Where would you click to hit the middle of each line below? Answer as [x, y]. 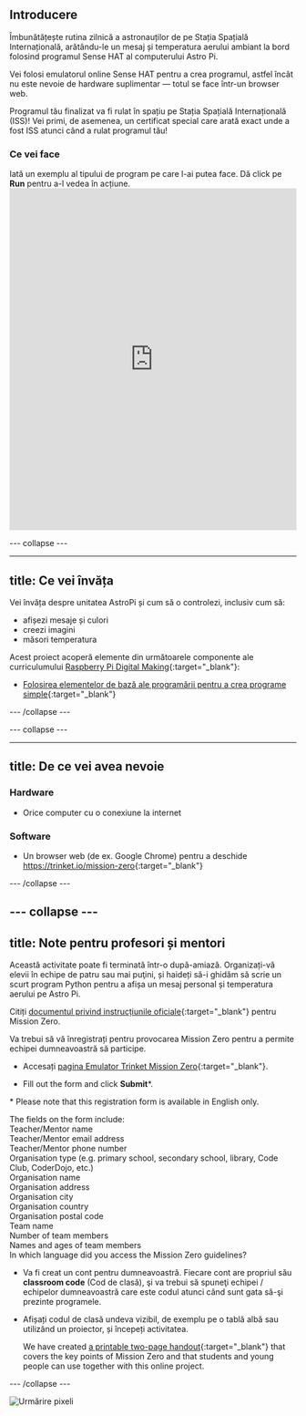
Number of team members [59, 1235]
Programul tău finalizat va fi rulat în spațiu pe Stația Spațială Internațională [148, 111]
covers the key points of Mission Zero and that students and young [148, 1357]
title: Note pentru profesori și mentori [117, 943]
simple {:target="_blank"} [69, 694]
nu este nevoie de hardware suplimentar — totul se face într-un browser [144, 83]
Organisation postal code [56, 1216]
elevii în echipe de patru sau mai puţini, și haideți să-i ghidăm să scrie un [146, 975]
